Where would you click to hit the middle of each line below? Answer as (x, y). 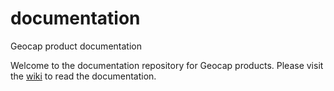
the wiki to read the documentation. (83, 76)
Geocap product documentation (76, 46)
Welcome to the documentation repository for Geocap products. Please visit (167, 65)
